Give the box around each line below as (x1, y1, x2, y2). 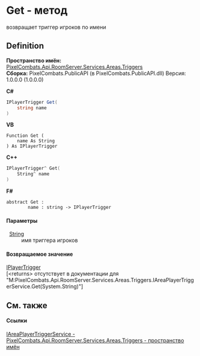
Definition (6, 41, 44, 51)
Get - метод (6, 4, 68, 17)
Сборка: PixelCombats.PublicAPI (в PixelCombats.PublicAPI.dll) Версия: (6, 70, 186, 77)
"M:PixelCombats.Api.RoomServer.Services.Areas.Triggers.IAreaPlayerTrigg (6, 277, 194, 284)
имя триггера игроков (21, 237, 78, 244)
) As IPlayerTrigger (6, 143, 58, 149)
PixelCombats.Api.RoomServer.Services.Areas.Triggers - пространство (6, 337, 184, 344)
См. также (6, 300, 48, 310)
